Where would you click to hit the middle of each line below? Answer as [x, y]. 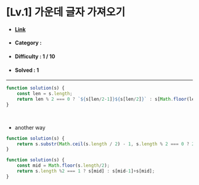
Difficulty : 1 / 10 [35, 56]
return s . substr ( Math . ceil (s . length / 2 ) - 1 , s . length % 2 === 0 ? [103, 144]
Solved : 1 [27, 70]
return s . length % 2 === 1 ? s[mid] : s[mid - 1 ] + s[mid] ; [86, 171]
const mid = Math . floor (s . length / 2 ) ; [63, 166]
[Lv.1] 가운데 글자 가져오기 [66, 12]
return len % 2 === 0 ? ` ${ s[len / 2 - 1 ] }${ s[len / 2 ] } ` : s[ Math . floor [102, 99]
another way [30, 127]
